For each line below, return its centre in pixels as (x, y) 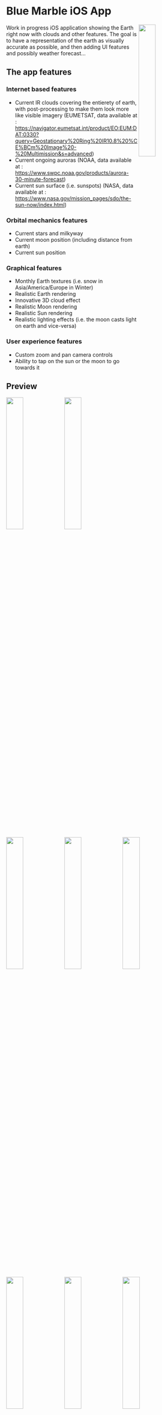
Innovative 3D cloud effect (48, 300)
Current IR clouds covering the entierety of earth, (76, 102)
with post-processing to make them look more (72, 109)
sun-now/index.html (40, 204)
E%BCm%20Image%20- (46, 147)
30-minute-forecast (39, 179)
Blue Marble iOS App (59, 11)
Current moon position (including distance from (73, 239)
